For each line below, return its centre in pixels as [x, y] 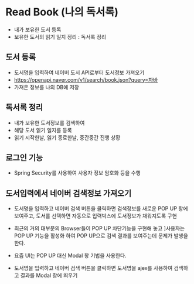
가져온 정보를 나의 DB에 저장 [47, 87]
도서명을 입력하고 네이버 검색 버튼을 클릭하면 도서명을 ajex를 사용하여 [93, 268]
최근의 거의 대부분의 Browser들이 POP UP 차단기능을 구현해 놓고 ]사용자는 [99, 228]
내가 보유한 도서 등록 [38, 29]
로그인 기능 [24, 157]
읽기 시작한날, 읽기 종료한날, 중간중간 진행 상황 [67, 137]
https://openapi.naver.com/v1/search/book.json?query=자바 [86, 79]
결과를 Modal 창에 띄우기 [49, 275]
